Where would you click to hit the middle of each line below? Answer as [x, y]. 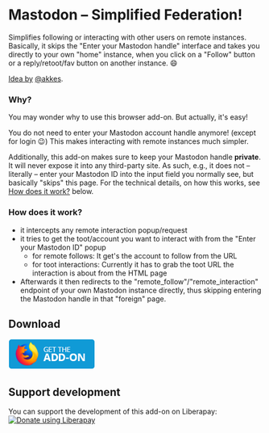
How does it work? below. [51, 191]
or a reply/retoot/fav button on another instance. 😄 [93, 63]
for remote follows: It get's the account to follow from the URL [134, 255]
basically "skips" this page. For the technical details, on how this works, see [134, 183]
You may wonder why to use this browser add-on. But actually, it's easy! [128, 117]
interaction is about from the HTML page [99, 273]
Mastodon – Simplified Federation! [126, 15]
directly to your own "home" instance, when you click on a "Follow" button [132, 54]
